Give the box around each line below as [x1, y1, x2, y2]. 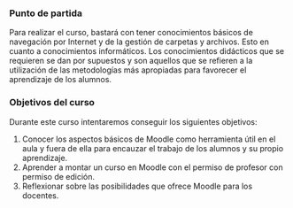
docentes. [21, 189, 59, 201]
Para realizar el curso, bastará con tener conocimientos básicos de [9, 27, 254, 38]
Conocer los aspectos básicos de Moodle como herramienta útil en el [21, 134, 276, 144]
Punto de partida [9, 7, 82, 19]
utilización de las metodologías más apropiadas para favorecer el [9, 65, 247, 75]
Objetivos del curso [9, 96, 96, 109]
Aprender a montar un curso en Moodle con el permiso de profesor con [21, 162, 283, 173]
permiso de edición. [21, 171, 96, 181]
